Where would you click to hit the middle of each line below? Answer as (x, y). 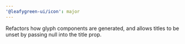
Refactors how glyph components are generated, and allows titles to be (92, 28)
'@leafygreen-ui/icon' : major (43, 11)
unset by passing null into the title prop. (53, 34)
